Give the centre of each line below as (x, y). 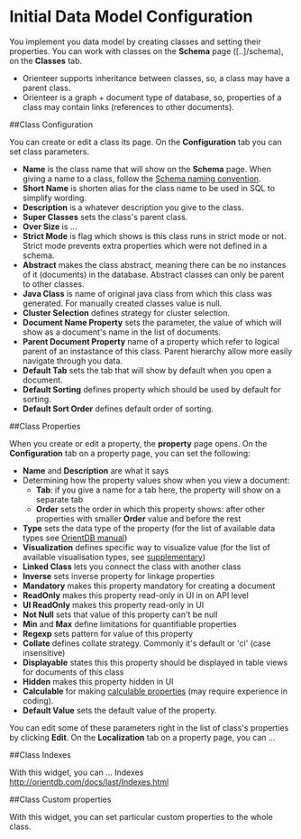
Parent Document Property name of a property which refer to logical (150, 341)
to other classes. (53, 284)
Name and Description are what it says (96, 470)
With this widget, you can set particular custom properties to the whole (141, 816)
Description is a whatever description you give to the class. (133, 207)
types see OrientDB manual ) (75, 538)
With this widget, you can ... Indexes (77, 772)
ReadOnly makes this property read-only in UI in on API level (136, 595)
